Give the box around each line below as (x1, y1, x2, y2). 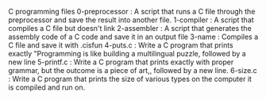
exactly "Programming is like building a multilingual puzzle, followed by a (8, 49, 246, 58)
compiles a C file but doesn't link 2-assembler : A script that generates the (8, 24, 252, 33)
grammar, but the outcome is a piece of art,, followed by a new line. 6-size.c (8, 66, 258, 75)
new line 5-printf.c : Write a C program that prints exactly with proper (8, 57, 234, 67)
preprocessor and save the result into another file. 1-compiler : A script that (8, 15, 254, 25)
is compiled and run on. (8, 83, 86, 92)
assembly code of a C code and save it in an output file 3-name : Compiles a (8, 32, 259, 41)
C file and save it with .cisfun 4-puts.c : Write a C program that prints (8, 40, 234, 50)
